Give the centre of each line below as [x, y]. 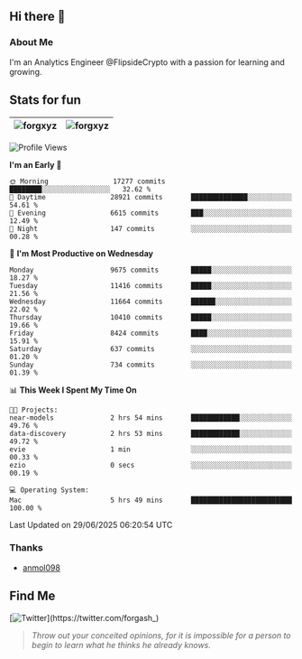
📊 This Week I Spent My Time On [73, 390]
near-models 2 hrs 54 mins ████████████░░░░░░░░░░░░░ [151, 418]
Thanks [26, 548]
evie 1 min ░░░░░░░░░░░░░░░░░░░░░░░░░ [151, 449]
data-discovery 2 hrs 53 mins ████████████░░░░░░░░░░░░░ [151, 433]
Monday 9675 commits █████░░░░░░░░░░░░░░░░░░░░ [151, 270]
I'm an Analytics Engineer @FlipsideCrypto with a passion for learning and [147, 62]
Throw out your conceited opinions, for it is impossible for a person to [161, 635]
